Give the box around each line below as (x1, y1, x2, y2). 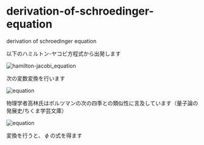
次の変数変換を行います (6, 74, 65, 82)
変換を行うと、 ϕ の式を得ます (6, 132, 82, 139)
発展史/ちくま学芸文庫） (6, 107, 68, 114)
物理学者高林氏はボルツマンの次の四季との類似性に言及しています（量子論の (6, 99, 199, 107)
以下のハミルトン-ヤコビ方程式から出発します (6, 50, 121, 57)
